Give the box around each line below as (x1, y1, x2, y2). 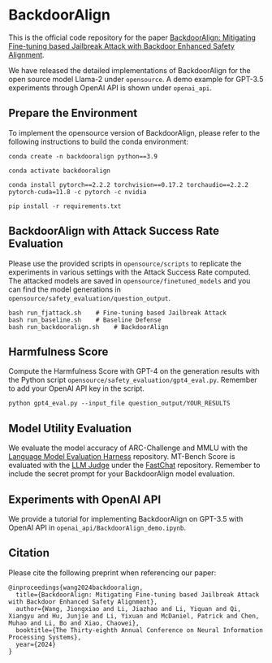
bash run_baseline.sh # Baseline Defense (8, 315, 162, 324)
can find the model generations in (8, 284, 122, 294)
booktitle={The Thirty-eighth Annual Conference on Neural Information (15, 626, 264, 635)
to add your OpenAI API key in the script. (8, 383, 145, 393)
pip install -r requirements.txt (8, 201, 122, 210)
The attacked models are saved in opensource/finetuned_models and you (8, 275, 251, 285)
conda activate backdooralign (8, 167, 111, 175)
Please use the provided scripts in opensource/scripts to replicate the (8, 258, 242, 268)
